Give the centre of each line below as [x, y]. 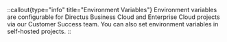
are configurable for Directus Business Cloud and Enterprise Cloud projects [114, 17]
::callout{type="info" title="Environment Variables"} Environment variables [112, 10]
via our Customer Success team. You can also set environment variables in [113, 24]
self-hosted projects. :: [39, 31]
